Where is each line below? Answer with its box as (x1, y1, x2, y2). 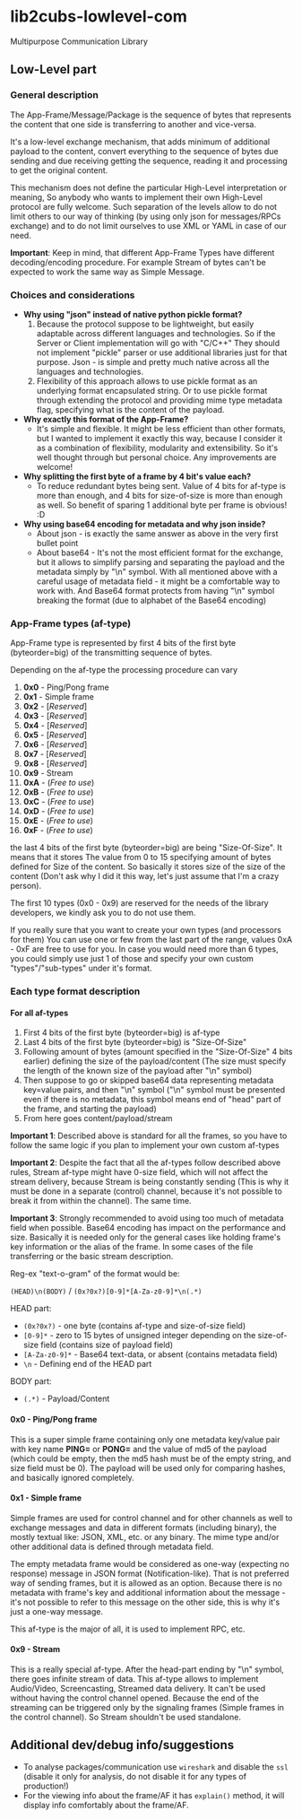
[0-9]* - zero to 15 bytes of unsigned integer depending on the (22, 1330, 256, 1341)
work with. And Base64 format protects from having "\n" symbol (36, 585, 275, 596)
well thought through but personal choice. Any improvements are (36, 451, 277, 463)
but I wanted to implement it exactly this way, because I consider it (36, 432, 283, 443)
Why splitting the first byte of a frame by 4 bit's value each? (22, 471, 252, 482)
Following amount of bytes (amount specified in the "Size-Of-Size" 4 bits (22, 1047, 293, 1057)
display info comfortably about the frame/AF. (22, 1799, 189, 1810)
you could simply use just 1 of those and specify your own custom (10, 953, 255, 964)
